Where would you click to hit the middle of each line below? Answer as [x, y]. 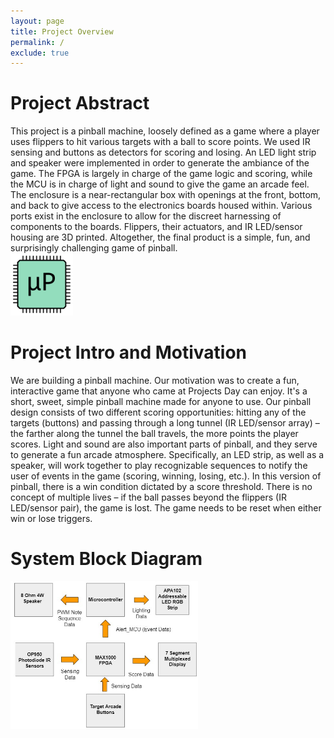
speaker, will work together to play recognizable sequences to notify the [159, 466]
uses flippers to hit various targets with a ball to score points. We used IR [160, 142]
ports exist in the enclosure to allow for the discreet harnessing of [146, 216]
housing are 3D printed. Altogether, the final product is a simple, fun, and [160, 237]
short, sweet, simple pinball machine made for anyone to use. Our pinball [161, 402]
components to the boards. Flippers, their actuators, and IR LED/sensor [156, 227]
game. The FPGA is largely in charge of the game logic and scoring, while [161, 174]
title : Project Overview [62, 31]
